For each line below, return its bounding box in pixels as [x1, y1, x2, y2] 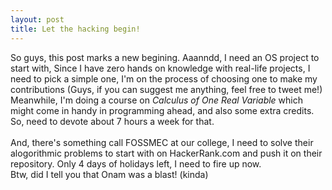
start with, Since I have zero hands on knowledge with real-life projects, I [10, 62, 311, 74]
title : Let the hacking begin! [10, 24, 141, 34]
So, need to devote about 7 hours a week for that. [10, 115, 215, 127]
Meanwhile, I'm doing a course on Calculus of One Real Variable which [10, 94, 304, 106]
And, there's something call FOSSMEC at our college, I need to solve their [10, 136, 314, 148]
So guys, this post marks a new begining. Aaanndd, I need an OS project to [10, 51, 320, 63]
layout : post [10, 14, 65, 25]
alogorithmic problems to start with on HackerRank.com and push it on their [10, 147, 323, 159]
